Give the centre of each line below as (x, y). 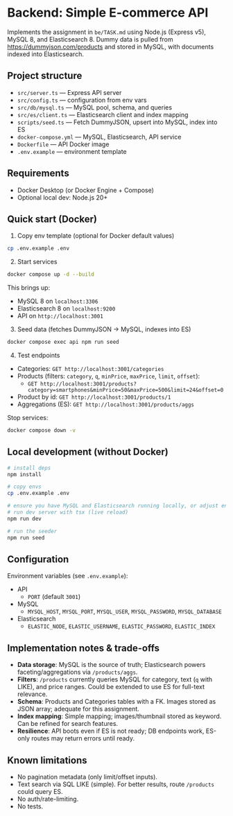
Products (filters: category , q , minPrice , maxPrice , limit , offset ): (109, 376)
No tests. (30, 806)
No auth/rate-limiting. (48, 799)
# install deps (29, 468)
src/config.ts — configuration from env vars (82, 100)
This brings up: (29, 288)
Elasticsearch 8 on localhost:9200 (66, 309)
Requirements (38, 174)
